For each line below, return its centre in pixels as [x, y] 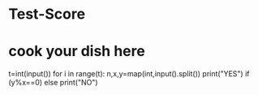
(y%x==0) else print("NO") [54, 83]
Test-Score [47, 14]
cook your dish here [77, 52]
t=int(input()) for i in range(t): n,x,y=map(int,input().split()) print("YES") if [129, 74]
